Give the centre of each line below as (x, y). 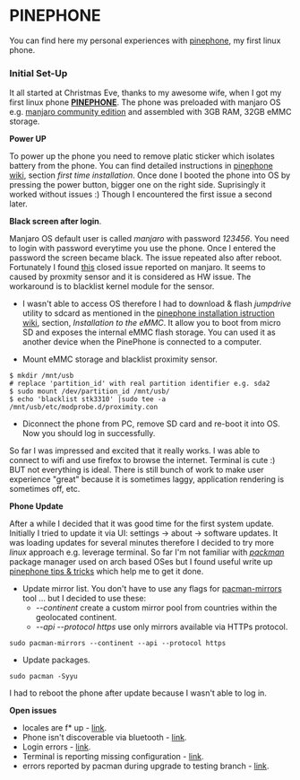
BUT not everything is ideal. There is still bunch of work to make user (137, 470)
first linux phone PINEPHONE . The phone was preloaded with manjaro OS (145, 102)
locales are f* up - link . (64, 728)
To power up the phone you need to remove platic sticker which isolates (142, 156)
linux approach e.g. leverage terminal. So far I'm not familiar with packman (147, 552)
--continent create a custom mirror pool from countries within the (156, 608)
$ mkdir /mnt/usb (42, 376)
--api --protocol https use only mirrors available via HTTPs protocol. (162, 627)
